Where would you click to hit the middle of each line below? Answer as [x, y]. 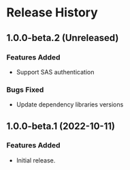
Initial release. [36, 160]
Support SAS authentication [55, 72]
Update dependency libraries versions [70, 104]
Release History [52, 13]
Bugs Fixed [25, 89]
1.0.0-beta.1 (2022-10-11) [61, 126]
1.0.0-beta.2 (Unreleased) [63, 38]
